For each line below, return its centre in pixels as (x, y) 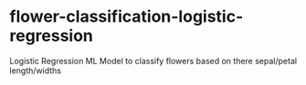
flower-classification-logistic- (127, 17)
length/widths (36, 71)
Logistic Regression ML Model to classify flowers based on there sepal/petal (153, 61)
